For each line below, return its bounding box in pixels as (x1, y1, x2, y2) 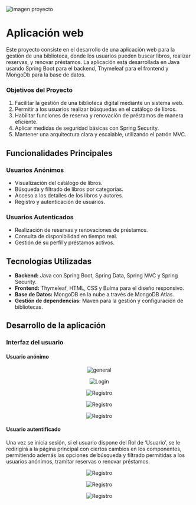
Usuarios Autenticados (6, 213, 74, 221)
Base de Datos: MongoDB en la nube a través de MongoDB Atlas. (14, 291, 174, 298)
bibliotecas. (14, 303, 43, 311)
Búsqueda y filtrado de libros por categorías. (14, 186, 124, 193)
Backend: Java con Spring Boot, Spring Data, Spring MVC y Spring (14, 272, 178, 279)
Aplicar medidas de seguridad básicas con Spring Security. (14, 124, 159, 132)
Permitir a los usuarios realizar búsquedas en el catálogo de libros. (14, 106, 177, 113)
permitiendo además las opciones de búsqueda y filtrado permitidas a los (6, 451, 185, 459)
